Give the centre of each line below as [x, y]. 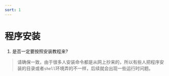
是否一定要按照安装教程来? [40, 51]
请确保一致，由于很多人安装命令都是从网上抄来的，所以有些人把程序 [88, 62]
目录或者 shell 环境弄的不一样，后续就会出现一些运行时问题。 [90, 68]
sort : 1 [13, 10]
